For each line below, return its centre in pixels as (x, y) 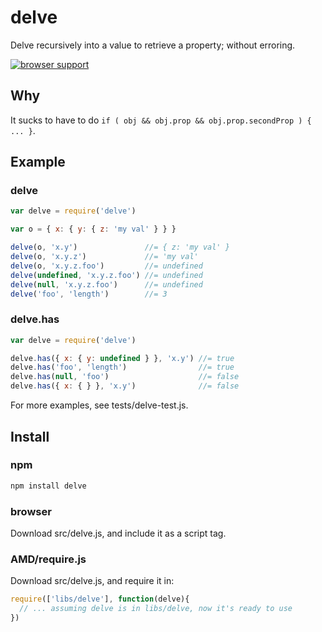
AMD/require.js (48, 559)
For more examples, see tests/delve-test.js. (99, 405)
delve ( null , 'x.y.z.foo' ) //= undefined (106, 284)
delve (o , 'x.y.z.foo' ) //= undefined (106, 266)
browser (31, 511)
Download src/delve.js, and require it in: (92, 581)
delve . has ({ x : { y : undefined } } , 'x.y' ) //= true (122, 358)
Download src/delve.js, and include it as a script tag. (118, 533)
